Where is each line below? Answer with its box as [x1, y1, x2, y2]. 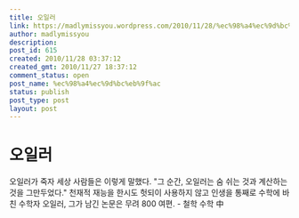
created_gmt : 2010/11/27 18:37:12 [9, 63, 138, 72]
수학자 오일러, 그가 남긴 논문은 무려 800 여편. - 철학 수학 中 [18, 198, 224, 209]
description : [9, 37, 58, 47]
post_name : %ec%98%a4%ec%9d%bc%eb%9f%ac [9, 79, 162, 88]
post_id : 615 [9, 46, 58, 55]
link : [9, 21, 29, 30]
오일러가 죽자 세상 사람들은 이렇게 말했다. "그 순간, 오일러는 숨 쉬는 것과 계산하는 [9, 176, 287, 187]
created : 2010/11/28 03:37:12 [9, 54, 122, 63]
